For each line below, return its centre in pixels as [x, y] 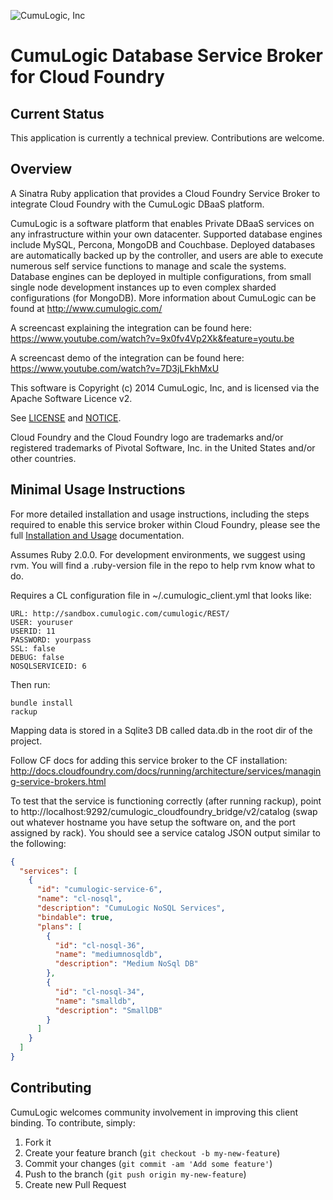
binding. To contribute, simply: [73, 1122]
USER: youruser [42, 622]
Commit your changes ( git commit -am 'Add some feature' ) [148, 1163]
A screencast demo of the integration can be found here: [127, 357]
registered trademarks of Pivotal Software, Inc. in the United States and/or [163, 447]
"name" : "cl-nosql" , [79, 899]
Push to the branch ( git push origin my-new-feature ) [135, 1174]
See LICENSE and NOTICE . [66, 417]
